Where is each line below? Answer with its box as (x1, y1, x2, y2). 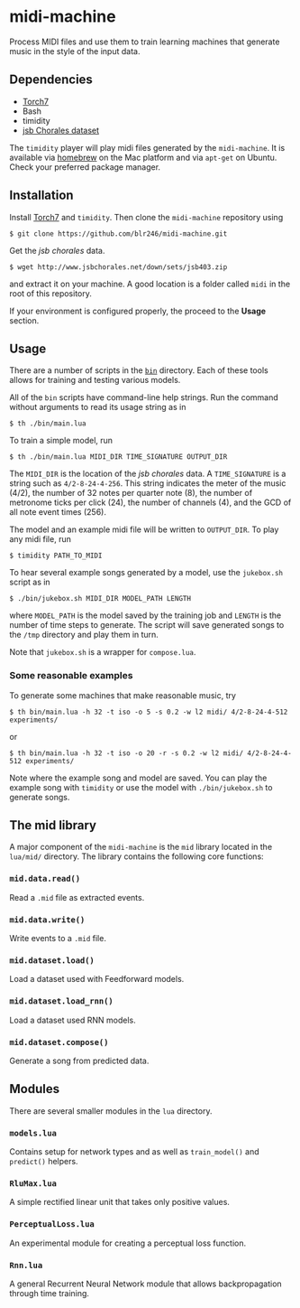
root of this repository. (9, 287, 92, 299)
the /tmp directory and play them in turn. (9, 630, 159, 640)
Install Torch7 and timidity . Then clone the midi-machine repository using (9, 211, 284, 222)
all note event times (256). (9, 507, 106, 518)
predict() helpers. (9, 1156, 78, 1167)
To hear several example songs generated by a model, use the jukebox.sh (9, 567, 284, 578)
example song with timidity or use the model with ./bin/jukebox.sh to (9, 781, 273, 792)
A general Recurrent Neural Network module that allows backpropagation (9, 1278, 282, 1289)
